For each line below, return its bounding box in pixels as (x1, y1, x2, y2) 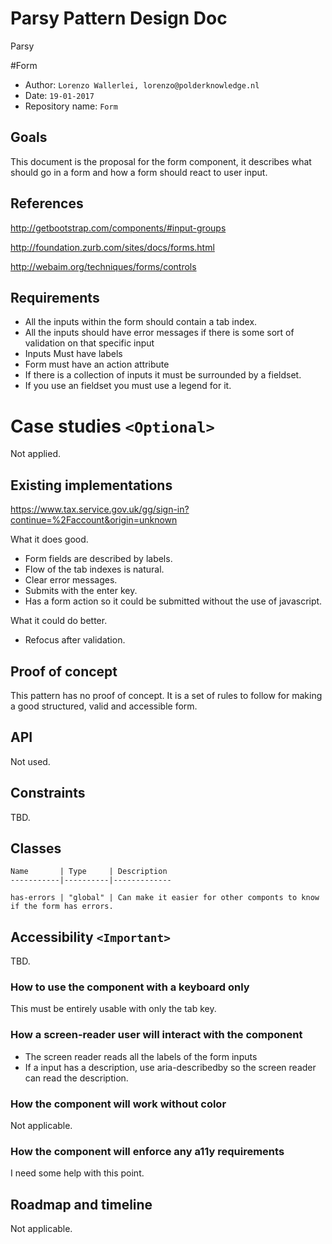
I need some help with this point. (10, 1167, 145, 1179)
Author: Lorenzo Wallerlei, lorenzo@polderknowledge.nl (24, 78, 260, 91)
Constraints (10, 785, 86, 802)
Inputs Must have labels (24, 348, 123, 360)
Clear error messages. (24, 574, 118, 586)
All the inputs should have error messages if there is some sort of (24, 327, 295, 339)
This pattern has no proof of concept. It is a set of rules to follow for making (10, 689, 323, 701)
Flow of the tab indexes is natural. (24, 563, 165, 576)
